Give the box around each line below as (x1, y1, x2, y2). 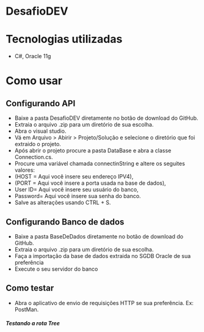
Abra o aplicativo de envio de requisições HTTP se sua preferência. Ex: (14, 299, 194, 306)
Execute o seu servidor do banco (14, 265, 98, 273)
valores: (14, 166, 35, 174)
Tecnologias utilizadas (5, 32, 123, 46)
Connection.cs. (14, 153, 53, 161)
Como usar (5, 74, 63, 88)
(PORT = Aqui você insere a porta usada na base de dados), (14, 179, 166, 187)
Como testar (5, 283, 54, 293)
